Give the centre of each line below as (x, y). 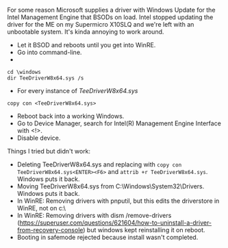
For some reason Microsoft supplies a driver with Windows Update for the (111, 10)
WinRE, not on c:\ (41, 208)
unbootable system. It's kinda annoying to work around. (86, 32)
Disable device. (39, 138)
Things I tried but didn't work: (49, 151)
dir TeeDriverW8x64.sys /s (46, 78)
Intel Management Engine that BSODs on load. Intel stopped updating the (110, 17)
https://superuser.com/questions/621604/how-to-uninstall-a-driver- (116, 223)
